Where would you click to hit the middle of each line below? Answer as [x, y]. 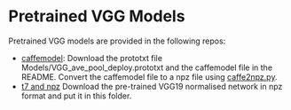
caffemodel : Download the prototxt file [92, 58]
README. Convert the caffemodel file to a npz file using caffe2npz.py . [149, 76]
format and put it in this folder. [76, 96]
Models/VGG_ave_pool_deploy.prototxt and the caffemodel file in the [146, 67]
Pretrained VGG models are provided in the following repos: [117, 41]
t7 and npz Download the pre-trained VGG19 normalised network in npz [152, 86]
